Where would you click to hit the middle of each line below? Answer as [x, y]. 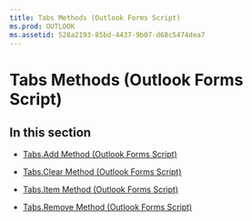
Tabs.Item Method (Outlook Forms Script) [101, 190]
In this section [50, 132]
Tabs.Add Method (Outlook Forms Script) [100, 155]
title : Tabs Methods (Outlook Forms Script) [95, 18]
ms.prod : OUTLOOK [42, 26]
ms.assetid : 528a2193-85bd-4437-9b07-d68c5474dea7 [107, 35]
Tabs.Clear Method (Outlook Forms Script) [102, 172]
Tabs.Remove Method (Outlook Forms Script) [107, 207]
